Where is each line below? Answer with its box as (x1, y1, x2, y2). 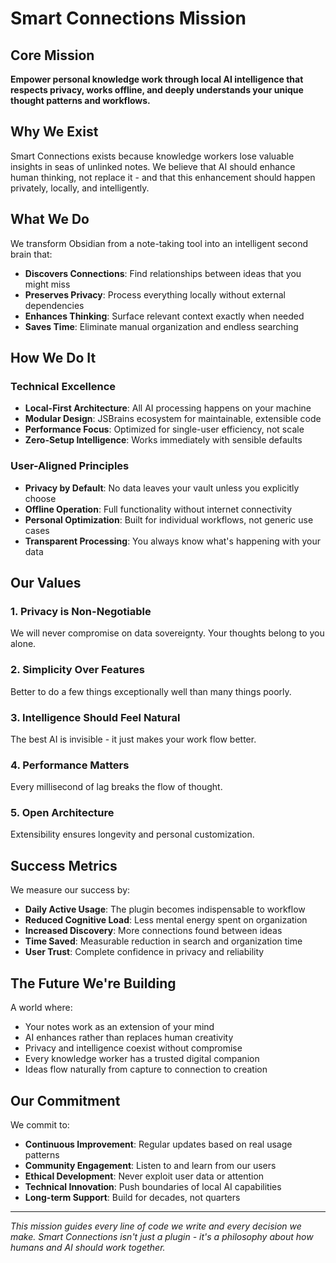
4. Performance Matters (10, 758, 130, 772)
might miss (24, 278, 71, 290)
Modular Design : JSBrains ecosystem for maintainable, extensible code (24, 413, 322, 425)
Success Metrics (10, 857, 118, 874)
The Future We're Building (10, 975, 177, 992)
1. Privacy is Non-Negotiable (10, 604, 152, 618)
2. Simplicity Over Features (10, 663, 145, 677)
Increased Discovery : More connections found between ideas (24, 925, 283, 937)
